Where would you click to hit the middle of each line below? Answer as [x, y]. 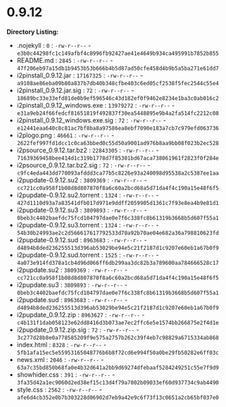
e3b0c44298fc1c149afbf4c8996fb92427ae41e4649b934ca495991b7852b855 [118, 54]
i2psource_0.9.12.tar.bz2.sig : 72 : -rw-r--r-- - [83, 165]
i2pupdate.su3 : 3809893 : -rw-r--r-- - [72, 284]
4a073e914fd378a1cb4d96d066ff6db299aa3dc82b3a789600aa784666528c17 [118, 263]
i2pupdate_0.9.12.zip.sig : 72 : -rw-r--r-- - [78, 330]
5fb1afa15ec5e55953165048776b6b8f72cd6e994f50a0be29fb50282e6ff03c [118, 353]
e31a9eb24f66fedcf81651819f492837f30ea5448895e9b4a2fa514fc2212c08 [118, 113]
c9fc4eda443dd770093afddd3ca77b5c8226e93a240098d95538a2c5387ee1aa [118, 173]
